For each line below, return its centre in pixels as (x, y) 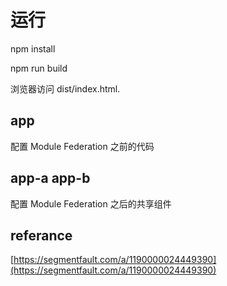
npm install (33, 48)
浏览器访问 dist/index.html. (65, 88)
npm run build (39, 68)
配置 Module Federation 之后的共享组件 (91, 203)
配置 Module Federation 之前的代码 (82, 146)
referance (41, 235)
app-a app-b (50, 178)
